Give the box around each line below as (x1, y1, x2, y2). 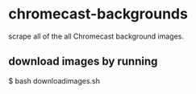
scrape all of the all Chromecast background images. (8, 31, 184, 41)
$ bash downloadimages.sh (8, 76, 101, 85)
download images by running (8, 55, 158, 68)
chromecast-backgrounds (8, 5, 188, 23)
